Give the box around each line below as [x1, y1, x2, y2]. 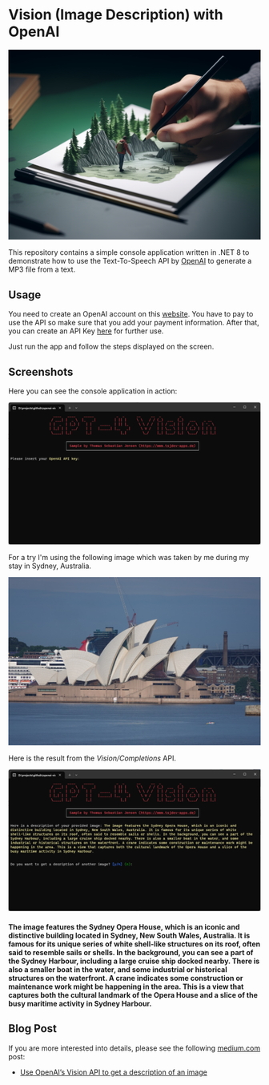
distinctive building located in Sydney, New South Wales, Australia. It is [8, 930, 251, 940]
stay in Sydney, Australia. [8, 561, 92, 571]
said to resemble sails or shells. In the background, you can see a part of [8, 947, 254, 957]
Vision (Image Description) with [8, 6, 223, 24]
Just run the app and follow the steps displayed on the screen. [8, 342, 215, 352]
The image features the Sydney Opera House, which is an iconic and [8, 922, 240, 931]
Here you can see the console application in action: [8, 386, 178, 396]
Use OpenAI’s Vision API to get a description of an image [19, 1067, 208, 1077]
